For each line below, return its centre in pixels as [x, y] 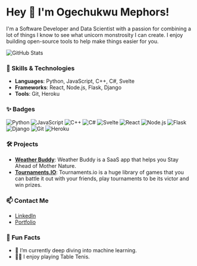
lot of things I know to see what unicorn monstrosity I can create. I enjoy [95, 35]
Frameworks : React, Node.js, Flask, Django [68, 87]
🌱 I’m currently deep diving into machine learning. [76, 251]
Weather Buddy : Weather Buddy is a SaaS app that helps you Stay [96, 159]
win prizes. [28, 184]
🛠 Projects [22, 144]
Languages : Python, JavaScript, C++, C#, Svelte [75, 81]
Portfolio [25, 222]
